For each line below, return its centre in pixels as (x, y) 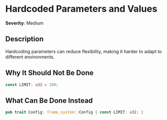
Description (24, 39)
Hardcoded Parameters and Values (81, 9)
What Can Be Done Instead (49, 100)
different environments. (30, 57)
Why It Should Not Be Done (50, 73)
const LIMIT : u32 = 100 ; (32, 85)
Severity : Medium (24, 23)
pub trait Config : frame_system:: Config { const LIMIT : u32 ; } (75, 112)
